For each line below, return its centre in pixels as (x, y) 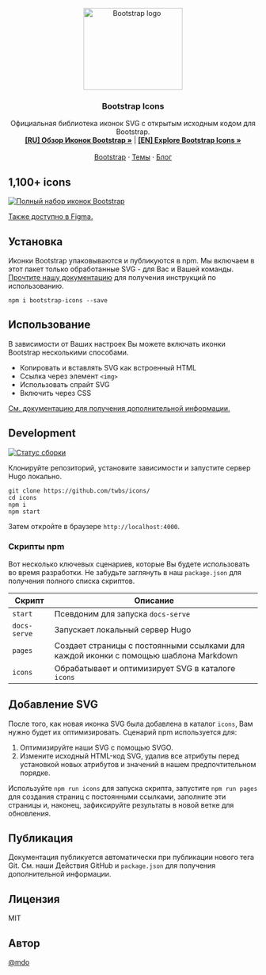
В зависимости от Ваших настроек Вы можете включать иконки (117, 344)
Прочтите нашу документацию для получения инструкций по (112, 277)
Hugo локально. (35, 476)
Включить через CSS (55, 393)
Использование (49, 325)
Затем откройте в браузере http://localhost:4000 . (94, 526)
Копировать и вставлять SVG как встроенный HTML (108, 367)
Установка (36, 242)
